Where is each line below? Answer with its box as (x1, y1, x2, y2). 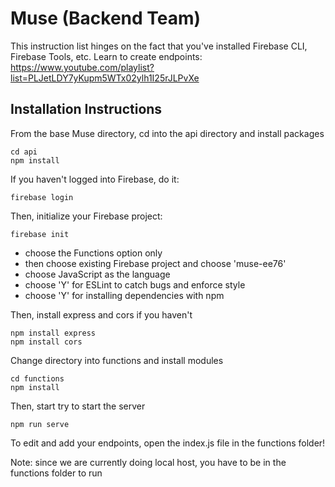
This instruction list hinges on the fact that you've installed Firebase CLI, (10, 40, 308, 52)
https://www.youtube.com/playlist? (10, 61, 155, 73)
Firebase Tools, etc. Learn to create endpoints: (10, 50, 203, 62)
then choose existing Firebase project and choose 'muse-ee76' (24, 257, 287, 269)
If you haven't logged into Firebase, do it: (10, 173, 180, 185)
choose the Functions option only (24, 247, 163, 259)
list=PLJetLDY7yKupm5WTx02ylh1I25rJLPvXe (10, 72, 200, 84)
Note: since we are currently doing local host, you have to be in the (10, 456, 287, 468)
